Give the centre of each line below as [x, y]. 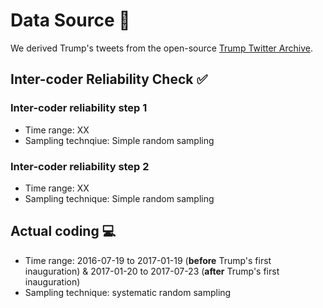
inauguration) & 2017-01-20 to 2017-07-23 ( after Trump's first [152, 271]
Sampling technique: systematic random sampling [128, 292]
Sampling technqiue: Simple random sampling [119, 140]
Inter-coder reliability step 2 [80, 166]
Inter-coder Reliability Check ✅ [109, 79]
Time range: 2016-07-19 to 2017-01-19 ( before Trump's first [148, 260]
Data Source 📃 [70, 20]
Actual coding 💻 [63, 231]
